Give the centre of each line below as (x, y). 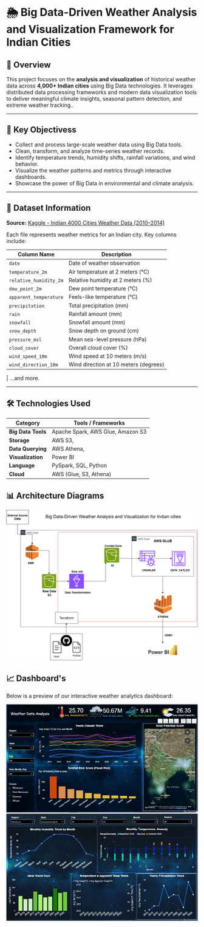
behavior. (27, 164)
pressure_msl (25, 340)
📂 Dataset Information (49, 208)
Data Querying (28, 448)
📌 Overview (29, 65)
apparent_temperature (36, 298)
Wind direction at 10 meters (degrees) (117, 364)
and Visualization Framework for (90, 29)
